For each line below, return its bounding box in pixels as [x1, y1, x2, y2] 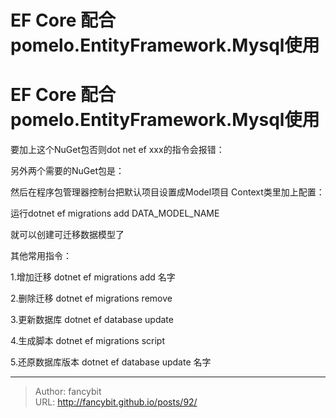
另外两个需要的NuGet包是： [10, 165, 125, 177]
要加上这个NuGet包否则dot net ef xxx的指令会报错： [10, 144, 225, 156]
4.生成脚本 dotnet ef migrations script [10, 335, 165, 347]
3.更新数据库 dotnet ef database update [10, 314, 174, 326]
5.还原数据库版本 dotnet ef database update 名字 [10, 356, 212, 368]
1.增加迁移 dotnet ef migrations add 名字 [10, 271, 176, 283]
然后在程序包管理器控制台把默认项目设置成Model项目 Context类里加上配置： [10, 186, 325, 198]
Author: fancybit [34, 386, 102, 398]
